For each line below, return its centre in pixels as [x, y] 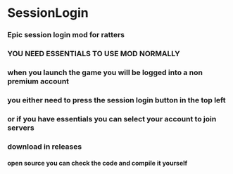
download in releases [45, 147]
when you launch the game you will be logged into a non [105, 72]
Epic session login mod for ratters [66, 35]
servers [21, 128]
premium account [38, 81]
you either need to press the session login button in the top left [116, 100]
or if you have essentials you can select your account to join [112, 119]
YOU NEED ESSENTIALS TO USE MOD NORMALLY [94, 54]
